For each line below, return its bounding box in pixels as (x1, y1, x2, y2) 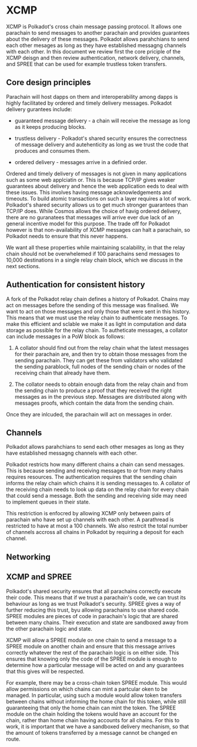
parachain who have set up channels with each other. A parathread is (6, 516, 174, 523)
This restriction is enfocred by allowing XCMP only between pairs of (6, 510, 171, 517)
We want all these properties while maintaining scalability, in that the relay (6, 244, 185, 251)
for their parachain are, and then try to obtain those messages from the (14, 351, 187, 358)
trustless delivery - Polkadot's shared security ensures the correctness (14, 135, 187, 142)
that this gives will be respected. (6, 668, 85, 675)
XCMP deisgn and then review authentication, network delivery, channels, (6, 54, 185, 61)
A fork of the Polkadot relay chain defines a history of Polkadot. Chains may (6, 295, 190, 302)
